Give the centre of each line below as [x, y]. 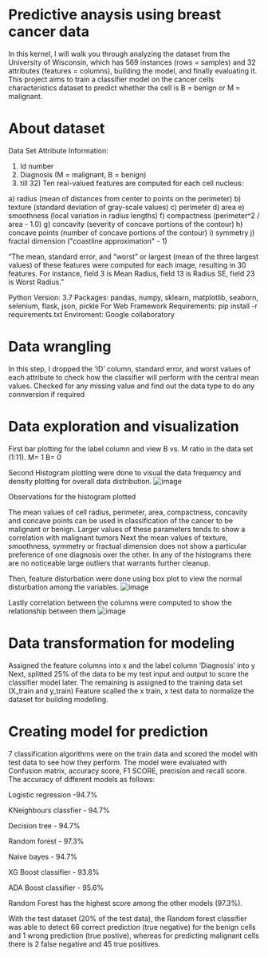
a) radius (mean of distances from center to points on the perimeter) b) [125, 198]
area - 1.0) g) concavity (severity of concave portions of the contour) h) [126, 224]
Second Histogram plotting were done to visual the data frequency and [125, 472]
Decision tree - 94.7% [45, 825]
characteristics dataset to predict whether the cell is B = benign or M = [124, 87]
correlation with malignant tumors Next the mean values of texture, [118, 538]
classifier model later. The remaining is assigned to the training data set [126, 682]
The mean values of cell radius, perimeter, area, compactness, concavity [128, 512]
